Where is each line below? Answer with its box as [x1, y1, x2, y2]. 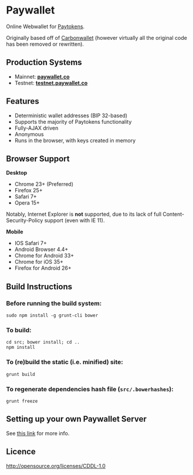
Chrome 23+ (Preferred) [14, 181, 74, 188]
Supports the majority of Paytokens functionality [14, 118, 132, 125]
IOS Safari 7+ [14, 240, 47, 247]
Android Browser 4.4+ [14, 246, 69, 253]
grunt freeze [6, 398, 38, 404]
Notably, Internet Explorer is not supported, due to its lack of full [6, 211, 162, 218]
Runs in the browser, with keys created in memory [14, 137, 136, 144]
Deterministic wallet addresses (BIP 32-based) [14, 112, 128, 119]
